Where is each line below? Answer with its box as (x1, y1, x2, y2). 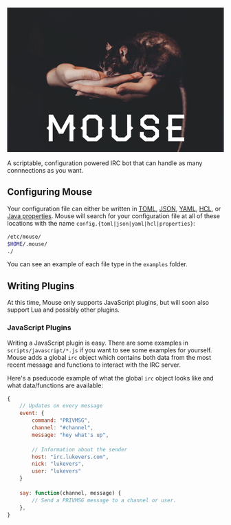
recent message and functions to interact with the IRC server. (7, 361, 181, 369)
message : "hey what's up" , (32, 431, 109, 438)
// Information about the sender (32, 446, 128, 453)
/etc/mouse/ (7, 233, 41, 240)
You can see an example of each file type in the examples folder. (7, 260, 188, 268)
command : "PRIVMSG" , (32, 417, 91, 424)
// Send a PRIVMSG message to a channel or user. (32, 497, 177, 504)
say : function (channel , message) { (19, 489, 122, 496)
